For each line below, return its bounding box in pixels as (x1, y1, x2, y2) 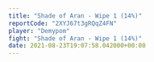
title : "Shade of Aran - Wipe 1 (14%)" (8, 11, 143, 20)
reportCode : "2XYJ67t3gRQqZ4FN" (8, 19, 117, 27)
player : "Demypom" (8, 27, 70, 35)
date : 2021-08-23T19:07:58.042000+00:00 (8, 42, 147, 50)
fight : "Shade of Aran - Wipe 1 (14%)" (8, 34, 143, 43)
